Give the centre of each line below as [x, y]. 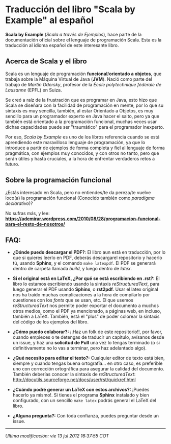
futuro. [12, 164]
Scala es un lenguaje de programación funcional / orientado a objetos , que [83, 74]
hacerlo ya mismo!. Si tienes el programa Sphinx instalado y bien [81, 395]
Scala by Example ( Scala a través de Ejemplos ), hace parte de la [74, 34]
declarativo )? [19, 203]
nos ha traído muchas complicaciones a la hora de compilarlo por [81, 295]
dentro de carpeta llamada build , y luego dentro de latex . [72, 269]
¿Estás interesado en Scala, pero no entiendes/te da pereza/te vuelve [78, 192]
